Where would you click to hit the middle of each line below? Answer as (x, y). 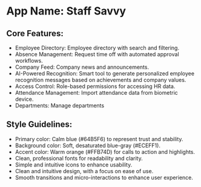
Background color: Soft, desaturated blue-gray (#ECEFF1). (87, 145)
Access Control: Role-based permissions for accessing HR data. (95, 86)
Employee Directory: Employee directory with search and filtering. (97, 48)
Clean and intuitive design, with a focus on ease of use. (84, 171)
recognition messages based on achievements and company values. (100, 80)
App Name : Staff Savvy (66, 11)
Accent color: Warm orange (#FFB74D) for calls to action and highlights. (105, 151)
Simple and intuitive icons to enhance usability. (74, 165)
